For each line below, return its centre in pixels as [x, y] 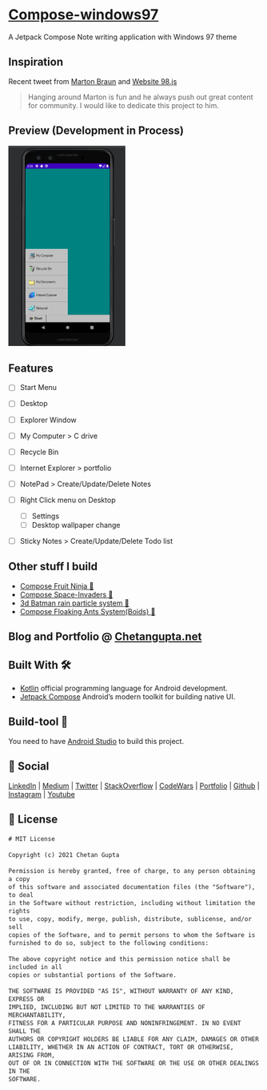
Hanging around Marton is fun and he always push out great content [140, 97]
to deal [21, 895]
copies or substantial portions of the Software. [93, 975]
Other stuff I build [53, 567]
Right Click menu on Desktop [68, 500]
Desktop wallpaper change [76, 525]
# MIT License [32, 839]
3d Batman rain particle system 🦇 [74, 603]
